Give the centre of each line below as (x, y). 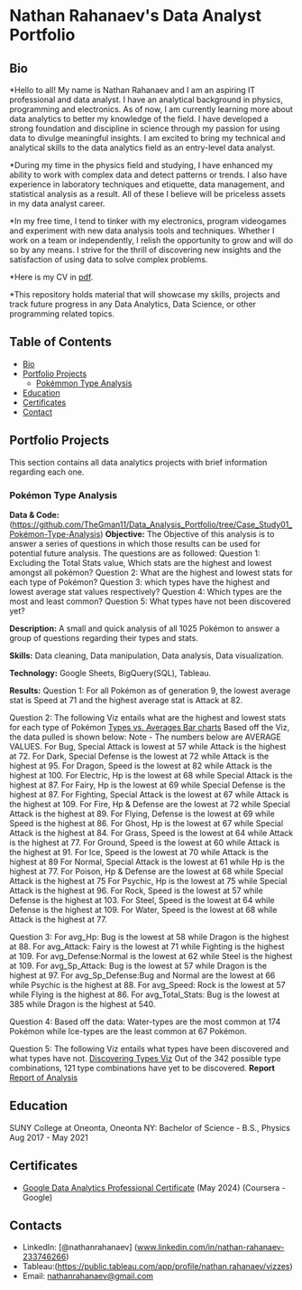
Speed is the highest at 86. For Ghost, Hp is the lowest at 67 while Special (146, 823)
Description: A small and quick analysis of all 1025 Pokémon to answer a (145, 628)
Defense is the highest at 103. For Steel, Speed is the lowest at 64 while (142, 899)
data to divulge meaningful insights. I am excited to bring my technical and (147, 138)
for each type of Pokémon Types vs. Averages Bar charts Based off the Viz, (150, 727)
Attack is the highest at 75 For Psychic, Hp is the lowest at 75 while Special (148, 880)
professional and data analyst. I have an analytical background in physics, (146, 99)
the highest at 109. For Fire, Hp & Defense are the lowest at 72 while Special (150, 804)
